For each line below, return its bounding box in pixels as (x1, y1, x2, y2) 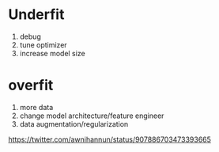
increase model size (19, 48, 85, 58)
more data (19, 102, 54, 112)
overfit (8, 77, 54, 94)
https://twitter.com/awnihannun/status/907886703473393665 (8, 135, 212, 144)
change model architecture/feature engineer (19, 111, 164, 120)
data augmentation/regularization (19, 119, 129, 128)
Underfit (8, 6, 65, 24)
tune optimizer (19, 40, 67, 49)
